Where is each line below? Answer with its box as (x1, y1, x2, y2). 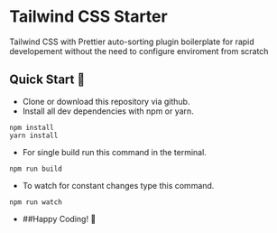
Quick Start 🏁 (9, 72, 86, 88)
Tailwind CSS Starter (9, 6, 169, 27)
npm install (9, 123, 54, 132)
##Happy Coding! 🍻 (22, 213, 97, 224)
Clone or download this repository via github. (22, 96, 190, 107)
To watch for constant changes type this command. (22, 180, 215, 191)
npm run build (9, 164, 63, 173)
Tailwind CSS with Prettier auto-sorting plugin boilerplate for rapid (9, 36, 254, 47)
